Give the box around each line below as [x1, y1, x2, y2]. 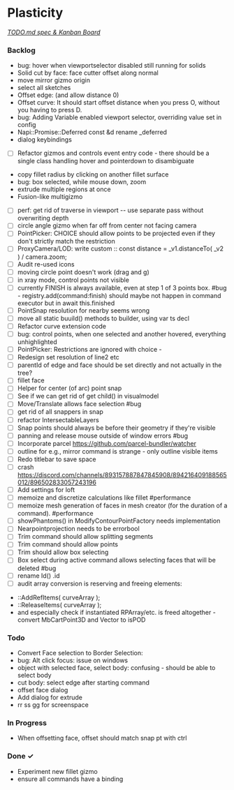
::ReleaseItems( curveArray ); [17, 600, 102, 609]
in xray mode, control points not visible [17, 276, 129, 284]
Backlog [7, 45, 36, 55]
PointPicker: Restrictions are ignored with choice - [17, 345, 162, 354]
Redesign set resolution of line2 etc [17, 353, 120, 362]
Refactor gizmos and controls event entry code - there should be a [17, 149, 210, 158]
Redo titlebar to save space [17, 455, 96, 463]
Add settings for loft [17, 485, 75, 493]
